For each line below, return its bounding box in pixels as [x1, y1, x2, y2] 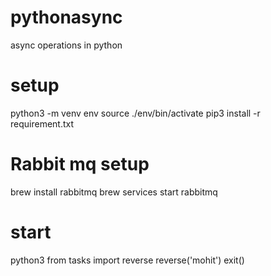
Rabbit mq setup [10, 153, 150, 176]
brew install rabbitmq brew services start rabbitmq [10, 186, 218, 198]
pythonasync [10, 6, 123, 29]
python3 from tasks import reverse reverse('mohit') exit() [10, 254, 245, 266]
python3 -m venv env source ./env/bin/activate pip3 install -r [10, 107, 261, 119]
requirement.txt [10, 117, 75, 130]
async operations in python [10, 39, 123, 51]
